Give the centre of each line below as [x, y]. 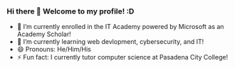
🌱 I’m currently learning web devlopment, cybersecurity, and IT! [110, 42]
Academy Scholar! [44, 34]
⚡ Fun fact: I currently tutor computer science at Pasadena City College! [122, 57]
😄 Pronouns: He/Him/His [54, 50]
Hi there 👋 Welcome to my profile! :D [70, 11]
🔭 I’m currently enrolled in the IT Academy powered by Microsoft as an [120, 27]
